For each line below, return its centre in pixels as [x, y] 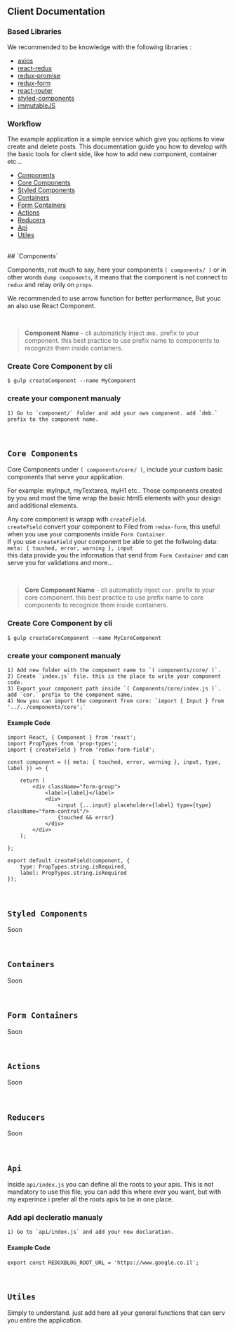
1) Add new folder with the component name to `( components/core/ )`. [114, 670]
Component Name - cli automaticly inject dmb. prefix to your [112, 333]
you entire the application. [45, 1320]
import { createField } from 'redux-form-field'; [81, 750]
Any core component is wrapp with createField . [77, 519]
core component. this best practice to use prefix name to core [114, 598]
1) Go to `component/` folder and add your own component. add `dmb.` [113, 413]
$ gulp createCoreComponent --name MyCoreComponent [84, 638]
